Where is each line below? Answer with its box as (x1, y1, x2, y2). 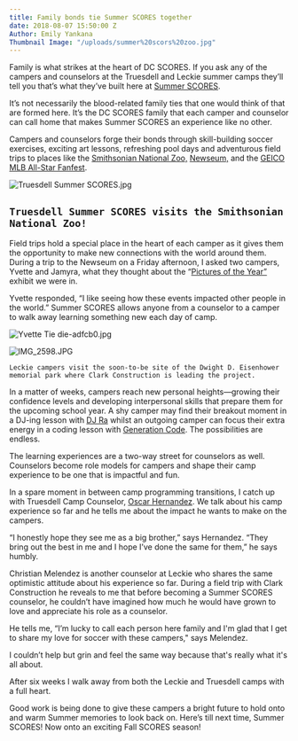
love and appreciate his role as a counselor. (9, 606, 169, 617)
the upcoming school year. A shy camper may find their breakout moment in (9, 405, 287, 417)
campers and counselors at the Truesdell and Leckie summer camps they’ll (9, 72, 284, 82)
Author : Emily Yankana (9, 29, 93, 38)
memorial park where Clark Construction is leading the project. (9, 371, 255, 380)
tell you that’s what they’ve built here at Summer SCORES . (9, 81, 221, 91)
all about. (9, 659, 43, 670)
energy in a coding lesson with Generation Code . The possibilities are (9, 425, 263, 435)
